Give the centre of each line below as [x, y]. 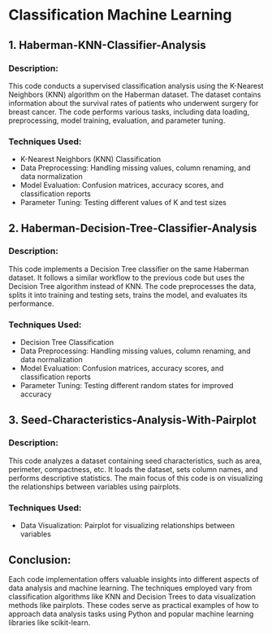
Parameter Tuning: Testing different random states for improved [127, 386]
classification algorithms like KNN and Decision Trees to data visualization [132, 597]
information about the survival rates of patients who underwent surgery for [134, 103]
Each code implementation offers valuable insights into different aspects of [134, 579]
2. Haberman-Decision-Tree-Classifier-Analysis [133, 228]
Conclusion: [40, 560]
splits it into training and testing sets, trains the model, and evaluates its [128, 295]
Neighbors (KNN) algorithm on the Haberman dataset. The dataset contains [135, 94]
